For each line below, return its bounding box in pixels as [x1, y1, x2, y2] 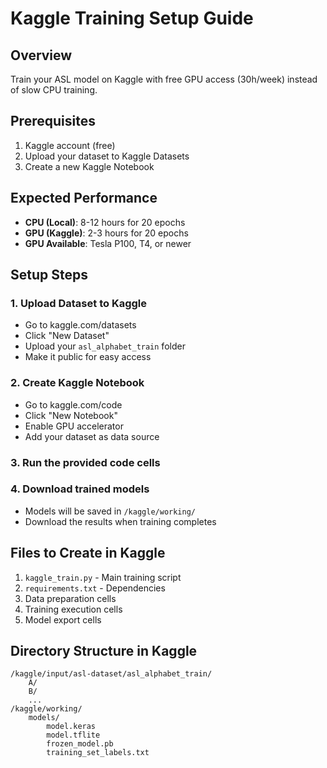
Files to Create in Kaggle [10, 545, 166, 562]
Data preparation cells [24, 592, 117, 604]
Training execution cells [24, 603, 123, 615]
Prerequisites [10, 113, 96, 130]
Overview [10, 47, 73, 64]
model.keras [46, 722, 97, 732]
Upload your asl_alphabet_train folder [24, 340, 186, 352]
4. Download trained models [10, 482, 150, 496]
